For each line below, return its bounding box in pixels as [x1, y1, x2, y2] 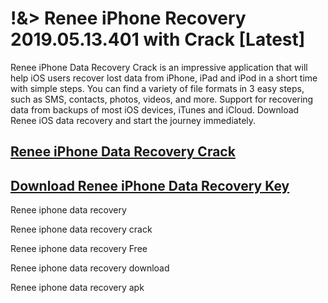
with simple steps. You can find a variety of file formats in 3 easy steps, [10, 82, 305, 94]
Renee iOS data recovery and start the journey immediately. [10, 114, 257, 126]
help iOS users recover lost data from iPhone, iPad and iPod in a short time [10, 72, 318, 84]
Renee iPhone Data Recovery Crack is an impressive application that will [10, 61, 308, 73]
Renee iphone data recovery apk [10, 282, 145, 294]
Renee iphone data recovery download [10, 262, 170, 274]
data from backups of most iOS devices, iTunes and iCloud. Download [10, 103, 300, 116]
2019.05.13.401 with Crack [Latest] [10, 28, 306, 51]
